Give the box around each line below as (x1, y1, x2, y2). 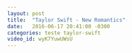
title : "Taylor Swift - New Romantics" (7, 17, 126, 23)
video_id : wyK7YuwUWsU (7, 36, 73, 43)
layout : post (7, 10, 45, 17)
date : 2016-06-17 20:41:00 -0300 (7, 23, 110, 30)
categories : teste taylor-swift (7, 29, 101, 36)
